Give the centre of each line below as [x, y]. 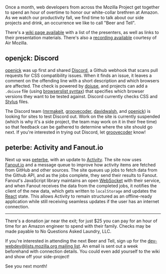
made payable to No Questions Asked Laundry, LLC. [58, 231]
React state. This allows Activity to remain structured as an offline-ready [79, 196]
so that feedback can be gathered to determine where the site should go [79, 127]
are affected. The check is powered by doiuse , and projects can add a [76, 86]
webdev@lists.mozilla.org [31, 246]
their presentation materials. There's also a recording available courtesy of [81, 37]
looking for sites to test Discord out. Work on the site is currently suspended [83, 116]
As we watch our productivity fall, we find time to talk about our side [75, 17]
